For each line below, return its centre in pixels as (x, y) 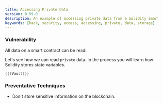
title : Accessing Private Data (37, 9)
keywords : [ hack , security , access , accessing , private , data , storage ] (80, 23)
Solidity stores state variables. (35, 64)
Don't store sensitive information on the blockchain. (64, 96)
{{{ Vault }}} (17, 73)
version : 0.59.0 (21, 14)
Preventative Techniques (35, 86)
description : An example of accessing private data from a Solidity (76, 18)
